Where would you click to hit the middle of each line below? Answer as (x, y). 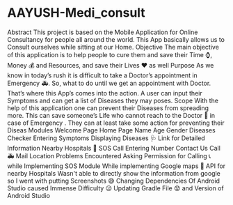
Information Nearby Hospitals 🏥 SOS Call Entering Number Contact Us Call (114, 148)
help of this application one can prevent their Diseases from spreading (108, 108)
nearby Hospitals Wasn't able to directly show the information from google (114, 173)
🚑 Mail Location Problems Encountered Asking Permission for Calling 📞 (109, 155)
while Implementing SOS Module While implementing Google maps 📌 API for (116, 166)
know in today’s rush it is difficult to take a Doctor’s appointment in (103, 75)
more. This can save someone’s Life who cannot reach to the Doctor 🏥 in (111, 115)
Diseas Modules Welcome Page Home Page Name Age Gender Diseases (111, 130)
